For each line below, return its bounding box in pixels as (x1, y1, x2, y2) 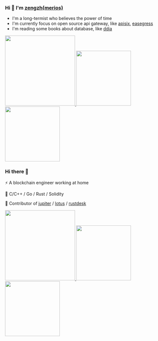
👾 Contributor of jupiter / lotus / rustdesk (5, 200, 87, 206)
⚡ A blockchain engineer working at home (5, 180, 89, 185)
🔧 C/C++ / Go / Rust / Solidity (5, 191, 64, 197)
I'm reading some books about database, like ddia (12, 26, 112, 32)
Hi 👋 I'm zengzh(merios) (5, 4, 63, 11)
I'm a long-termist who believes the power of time (12, 16, 112, 21)
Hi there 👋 (5, 168, 29, 175)
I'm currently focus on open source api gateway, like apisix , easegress (12, 20, 153, 26)
